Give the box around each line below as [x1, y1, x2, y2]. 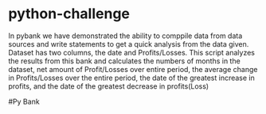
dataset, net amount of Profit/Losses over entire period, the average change [8, 64, 258, 74]
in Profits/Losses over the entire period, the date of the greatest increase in [8, 73, 255, 82]
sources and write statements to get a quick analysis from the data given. [8, 39, 249, 48]
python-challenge [8, 5, 130, 23]
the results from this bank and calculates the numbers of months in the [8, 56, 241, 66]
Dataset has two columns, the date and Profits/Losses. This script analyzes [8, 47, 256, 57]
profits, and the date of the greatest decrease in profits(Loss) [8, 81, 209, 91]
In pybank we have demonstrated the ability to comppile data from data [8, 31, 243, 40]
